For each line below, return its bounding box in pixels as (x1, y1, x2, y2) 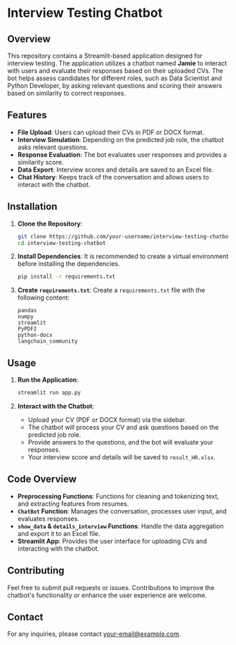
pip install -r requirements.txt (17, 273, 116, 281)
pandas (17, 307, 37, 314)
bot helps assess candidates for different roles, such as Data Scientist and (7, 74, 223, 82)
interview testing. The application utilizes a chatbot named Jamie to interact (7, 59, 227, 68)
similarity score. (17, 158, 64, 166)
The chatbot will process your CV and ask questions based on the (27, 423, 219, 431)
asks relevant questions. (17, 143, 88, 151)
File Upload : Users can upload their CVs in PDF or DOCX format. (17, 128, 205, 136)
